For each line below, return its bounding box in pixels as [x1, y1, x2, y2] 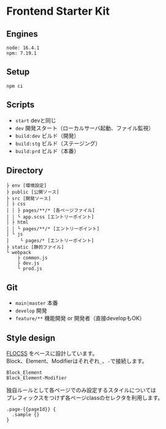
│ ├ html [6, 219, 29, 226]
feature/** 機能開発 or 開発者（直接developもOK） [15, 315, 145, 322]
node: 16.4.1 [6, 45, 40, 51]
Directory [6, 165, 43, 176]
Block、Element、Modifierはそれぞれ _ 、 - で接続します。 [6, 357, 148, 365]
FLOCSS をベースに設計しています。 [6, 350, 98, 357]
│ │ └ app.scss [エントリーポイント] [6, 214, 94, 220]
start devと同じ [15, 116, 56, 124]
